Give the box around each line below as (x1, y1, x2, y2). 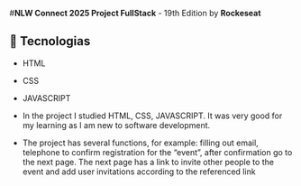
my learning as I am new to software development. (22, 119, 211, 130)
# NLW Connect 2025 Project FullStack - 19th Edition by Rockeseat (9, 8, 261, 18)
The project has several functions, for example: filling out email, (22, 137, 259, 148)
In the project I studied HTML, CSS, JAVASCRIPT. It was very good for (22, 110, 283, 121)
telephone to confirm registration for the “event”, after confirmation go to (22, 146, 293, 157)
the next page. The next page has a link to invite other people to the (22, 156, 275, 167)
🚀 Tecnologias (9, 33, 91, 49)
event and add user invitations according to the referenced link (22, 166, 256, 177)
